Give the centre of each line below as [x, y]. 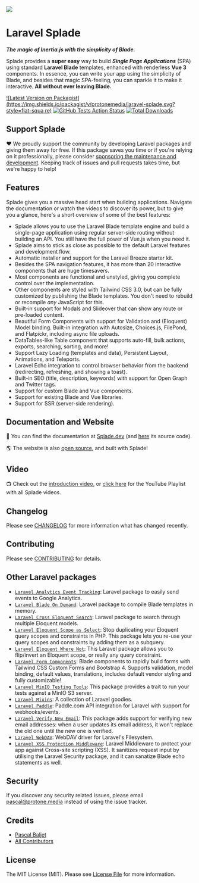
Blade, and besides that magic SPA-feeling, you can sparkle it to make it [94, 80]
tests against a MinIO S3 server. [54, 692]
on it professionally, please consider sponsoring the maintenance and [91, 156]
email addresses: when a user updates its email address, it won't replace [104, 724]
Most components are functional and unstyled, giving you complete [97, 277]
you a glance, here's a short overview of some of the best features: [89, 214]
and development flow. [43, 251]
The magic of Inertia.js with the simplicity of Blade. [71, 49]
